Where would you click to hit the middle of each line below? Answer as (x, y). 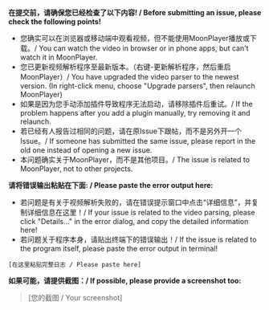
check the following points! (55, 22)
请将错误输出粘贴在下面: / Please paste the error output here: (111, 185)
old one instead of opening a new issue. (86, 150)
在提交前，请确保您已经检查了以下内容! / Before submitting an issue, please (135, 12)
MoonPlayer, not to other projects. (76, 169)
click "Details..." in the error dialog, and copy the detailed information (134, 221)
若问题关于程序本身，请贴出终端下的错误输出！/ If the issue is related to (138, 239)
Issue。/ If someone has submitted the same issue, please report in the (138, 141)
